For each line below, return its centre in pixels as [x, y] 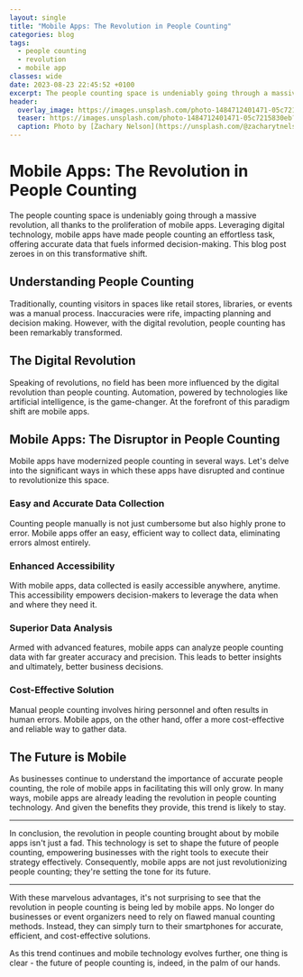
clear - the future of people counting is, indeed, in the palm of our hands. [145, 963]
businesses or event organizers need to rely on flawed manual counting [142, 917]
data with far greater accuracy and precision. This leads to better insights [146, 657]
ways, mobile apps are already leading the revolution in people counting [143, 798]
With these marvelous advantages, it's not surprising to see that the [135, 898]
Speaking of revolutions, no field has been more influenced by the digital [144, 382]
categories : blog [42, 34]
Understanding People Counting [102, 282]
